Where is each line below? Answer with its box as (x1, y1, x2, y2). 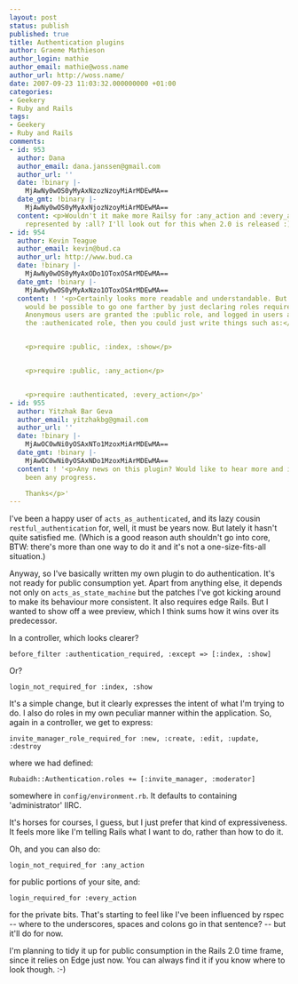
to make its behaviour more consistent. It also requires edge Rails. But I (9, 596, 269, 607)
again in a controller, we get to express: (9, 717, 153, 728)
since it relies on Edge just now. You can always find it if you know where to (9, 955, 286, 965)
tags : (9, 112, 29, 121)
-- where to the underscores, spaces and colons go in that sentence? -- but (9, 919, 286, 930)
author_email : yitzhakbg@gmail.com (17, 415, 149, 424)
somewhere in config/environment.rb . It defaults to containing (9, 790, 238, 801)
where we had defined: (9, 757, 94, 769)
